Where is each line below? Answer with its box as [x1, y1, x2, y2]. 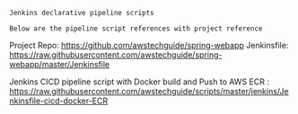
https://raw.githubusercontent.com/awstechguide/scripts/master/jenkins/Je [9, 86, 289, 96]
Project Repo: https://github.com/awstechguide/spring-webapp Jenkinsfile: [9, 40, 289, 50]
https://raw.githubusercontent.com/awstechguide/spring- [9, 49, 223, 60]
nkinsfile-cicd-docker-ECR [9, 95, 109, 106]
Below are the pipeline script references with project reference [9, 24, 263, 33]
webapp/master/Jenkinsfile [9, 59, 110, 69]
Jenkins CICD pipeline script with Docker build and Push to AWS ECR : [9, 76, 269, 87]
